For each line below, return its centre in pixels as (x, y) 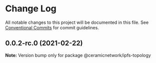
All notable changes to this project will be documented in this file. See (77, 22)
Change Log (31, 9)
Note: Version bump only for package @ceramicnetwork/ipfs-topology (78, 55)
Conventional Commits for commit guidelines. (52, 27)
